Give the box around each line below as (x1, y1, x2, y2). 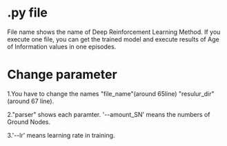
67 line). (30, 97, 55, 105)
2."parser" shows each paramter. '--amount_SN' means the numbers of (7, 110, 210, 118)
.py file (7, 5, 48, 21)
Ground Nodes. (7, 118, 51, 126)
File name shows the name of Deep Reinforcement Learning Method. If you (7, 28, 221, 36)
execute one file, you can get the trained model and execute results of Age (7, 35, 219, 43)
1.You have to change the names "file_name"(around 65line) (7, 89, 177, 98)
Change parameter (7, 67, 117, 82)
